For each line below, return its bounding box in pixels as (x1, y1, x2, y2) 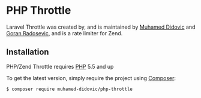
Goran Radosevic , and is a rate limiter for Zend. (6, 29, 123, 36)
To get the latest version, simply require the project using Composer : (6, 74, 176, 81)
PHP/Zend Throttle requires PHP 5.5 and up (6, 63, 114, 70)
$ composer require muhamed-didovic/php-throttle (6, 86, 133, 92)
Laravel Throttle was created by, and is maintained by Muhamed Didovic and (6, 23, 196, 30)
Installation (6, 47, 49, 57)
